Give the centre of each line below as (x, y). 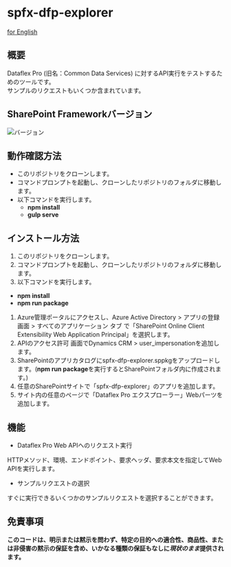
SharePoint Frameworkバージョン (80, 114)
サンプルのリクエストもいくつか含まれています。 (76, 90)
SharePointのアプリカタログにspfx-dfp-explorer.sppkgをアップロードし (119, 361)
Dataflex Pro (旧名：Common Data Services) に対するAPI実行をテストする (112, 73)
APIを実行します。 (33, 468)
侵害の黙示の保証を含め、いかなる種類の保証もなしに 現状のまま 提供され (121, 548)
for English (22, 32)
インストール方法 (43, 238)
